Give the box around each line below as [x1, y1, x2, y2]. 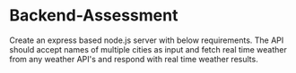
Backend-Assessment [9, 5, 178, 26]
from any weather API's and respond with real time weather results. [9, 53, 258, 64]
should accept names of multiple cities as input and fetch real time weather [9, 44, 287, 54]
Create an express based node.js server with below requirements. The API [9, 35, 284, 45]
